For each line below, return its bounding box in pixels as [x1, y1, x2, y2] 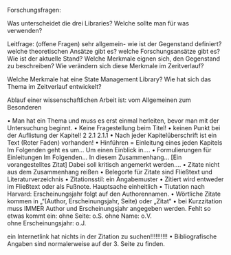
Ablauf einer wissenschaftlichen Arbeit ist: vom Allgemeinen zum [7, 96, 191, 104]
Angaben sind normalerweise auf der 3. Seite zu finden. [7, 240, 165, 247]
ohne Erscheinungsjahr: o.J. [7, 219, 87, 227]
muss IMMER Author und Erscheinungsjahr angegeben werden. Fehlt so [7, 205, 211, 212]
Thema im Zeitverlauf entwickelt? [7, 83, 102, 90]
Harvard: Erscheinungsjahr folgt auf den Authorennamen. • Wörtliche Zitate [7, 190, 221, 198]
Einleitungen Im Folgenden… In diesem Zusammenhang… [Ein [7, 153, 182, 161]
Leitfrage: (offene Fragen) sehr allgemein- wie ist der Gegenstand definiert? [7, 40, 222, 48]
